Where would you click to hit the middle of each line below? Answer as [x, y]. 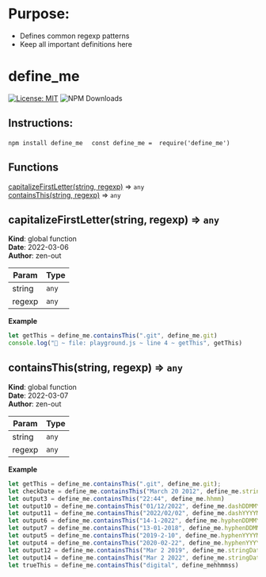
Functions [34, 167]
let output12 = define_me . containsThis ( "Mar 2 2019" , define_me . [118, 550]
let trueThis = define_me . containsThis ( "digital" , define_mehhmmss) [123, 565]
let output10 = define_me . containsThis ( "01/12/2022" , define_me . [118, 506]
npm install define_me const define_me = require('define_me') [119, 143]
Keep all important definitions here [76, 44]
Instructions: [41, 123]
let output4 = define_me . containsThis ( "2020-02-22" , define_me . [116, 543]
